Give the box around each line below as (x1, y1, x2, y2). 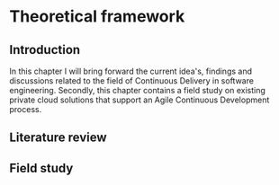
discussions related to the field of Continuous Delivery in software (9, 75, 255, 86)
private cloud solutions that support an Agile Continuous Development (9, 94, 270, 105)
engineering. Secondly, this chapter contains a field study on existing (9, 85, 265, 95)
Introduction (9, 42, 81, 57)
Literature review (9, 130, 107, 145)
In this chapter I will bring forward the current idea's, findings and (9, 66, 253, 76)
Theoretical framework (9, 6, 185, 27)
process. (9, 104, 42, 114)
